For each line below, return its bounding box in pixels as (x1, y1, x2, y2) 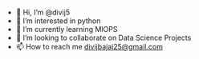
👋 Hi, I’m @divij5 (15, 8, 71, 17)
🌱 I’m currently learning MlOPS (15, 25, 118, 33)
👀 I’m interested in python (15, 16, 101, 26)
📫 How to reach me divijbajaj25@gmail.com (15, 42, 163, 51)
